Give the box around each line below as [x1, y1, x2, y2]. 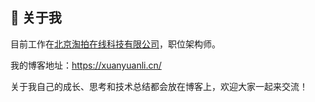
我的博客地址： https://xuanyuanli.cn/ [10, 59, 162, 71]
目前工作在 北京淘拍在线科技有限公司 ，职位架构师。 [10, 38, 221, 50]
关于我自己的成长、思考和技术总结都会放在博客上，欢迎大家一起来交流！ [10, 80, 308, 92]
